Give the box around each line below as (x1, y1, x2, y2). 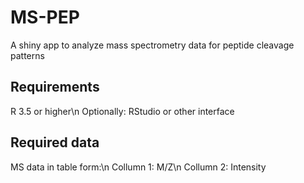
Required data (10, 134, 100, 151)
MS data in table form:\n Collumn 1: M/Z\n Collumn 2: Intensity (10, 161, 267, 173)
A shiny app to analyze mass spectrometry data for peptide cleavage (10, 39, 295, 51)
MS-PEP (10, 6, 80, 29)
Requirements (10, 79, 100, 96)
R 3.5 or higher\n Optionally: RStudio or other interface (10, 105, 235, 117)
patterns (10, 49, 45, 61)
